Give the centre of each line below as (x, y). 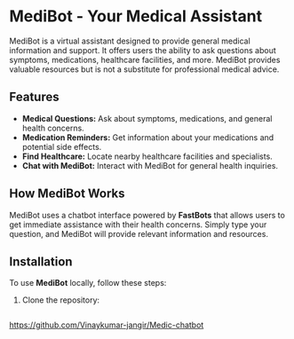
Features (34, 97)
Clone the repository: (61, 300)
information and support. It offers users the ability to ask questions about (143, 50)
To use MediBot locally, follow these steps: (88, 283)
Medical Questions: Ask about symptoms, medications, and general (147, 118)
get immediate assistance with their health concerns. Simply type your (138, 225)
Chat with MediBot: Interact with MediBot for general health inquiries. (150, 165)
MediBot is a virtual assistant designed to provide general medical (130, 41)
